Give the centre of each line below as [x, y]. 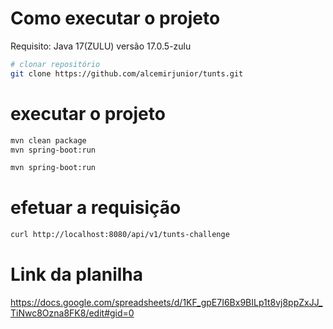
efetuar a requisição [96, 208]
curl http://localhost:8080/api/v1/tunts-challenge [120, 235]
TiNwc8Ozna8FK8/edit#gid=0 [72, 313]
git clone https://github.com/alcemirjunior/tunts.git [127, 73]
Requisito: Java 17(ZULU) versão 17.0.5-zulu [101, 46]
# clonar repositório [55, 64]
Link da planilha [77, 274]
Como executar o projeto [115, 18]
